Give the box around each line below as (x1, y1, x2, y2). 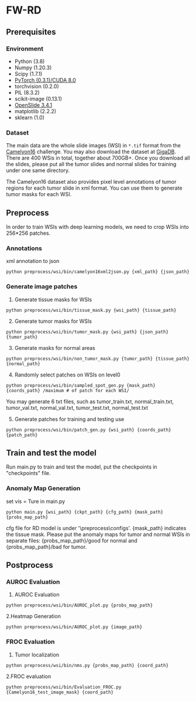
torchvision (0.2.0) (14, 83, 60, 90)
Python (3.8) (14, 58, 45, 65)
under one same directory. (6, 167, 70, 174)
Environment (6, 45, 44, 53)
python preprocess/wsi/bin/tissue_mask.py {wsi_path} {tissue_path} (6, 307, 177, 313)
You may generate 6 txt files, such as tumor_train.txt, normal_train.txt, (6, 397, 174, 405)
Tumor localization (14, 651, 60, 658)
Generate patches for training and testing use (14, 415, 125, 423)
